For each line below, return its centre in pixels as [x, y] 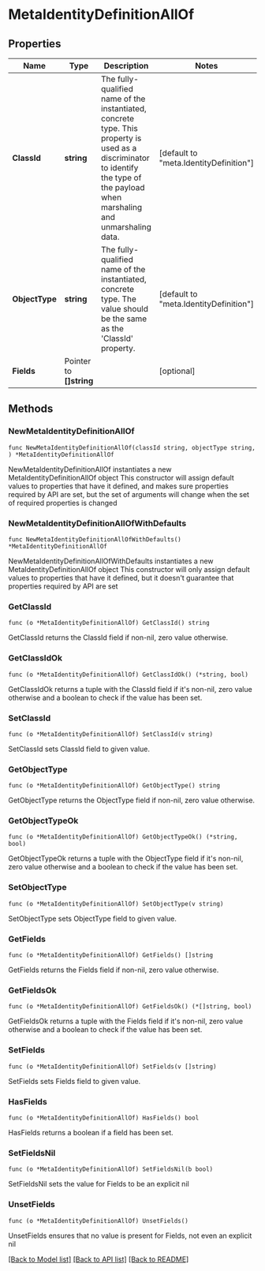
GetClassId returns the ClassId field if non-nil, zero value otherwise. [118, 637]
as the [113, 329]
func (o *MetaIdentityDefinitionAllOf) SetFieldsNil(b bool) [111, 1169]
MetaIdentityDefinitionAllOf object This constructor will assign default [121, 477]
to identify [120, 168]
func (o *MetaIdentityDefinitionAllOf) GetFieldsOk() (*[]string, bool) [130, 1007]
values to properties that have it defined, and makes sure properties [118, 486]
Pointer [78, 361]
